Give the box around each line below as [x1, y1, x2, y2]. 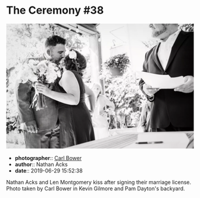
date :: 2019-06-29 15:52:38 [14, 167, 83, 174]
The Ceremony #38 [6, 4, 104, 17]
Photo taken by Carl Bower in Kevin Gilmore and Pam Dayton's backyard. [6, 185, 186, 192]
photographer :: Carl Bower [14, 154, 82, 161]
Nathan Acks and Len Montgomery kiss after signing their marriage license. [6, 178, 192, 186]
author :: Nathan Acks [14, 161, 68, 168]
